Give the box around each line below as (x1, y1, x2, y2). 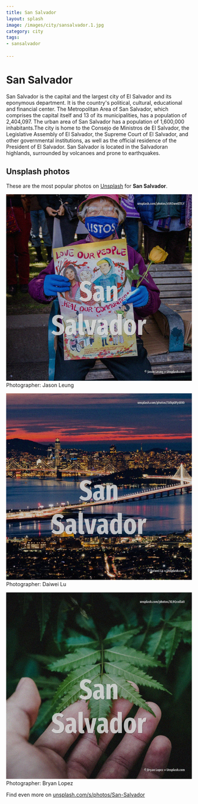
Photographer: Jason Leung (6, 381, 74, 388)
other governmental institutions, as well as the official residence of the (6, 137, 177, 144)
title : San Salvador (6, 9, 57, 15)
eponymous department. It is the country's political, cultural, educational (6, 99, 183, 106)
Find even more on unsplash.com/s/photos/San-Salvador (6, 791, 146, 798)
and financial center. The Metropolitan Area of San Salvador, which (6, 105, 169, 112)
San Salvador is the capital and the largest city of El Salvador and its (6, 92, 172, 100)
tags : (6, 34, 19, 41)
